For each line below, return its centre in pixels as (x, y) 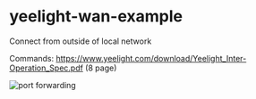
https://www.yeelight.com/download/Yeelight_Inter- (151, 58)
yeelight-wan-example (96, 16)
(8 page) (101, 68)
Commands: (32, 58)
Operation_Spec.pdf (46, 68)
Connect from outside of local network (81, 41)
